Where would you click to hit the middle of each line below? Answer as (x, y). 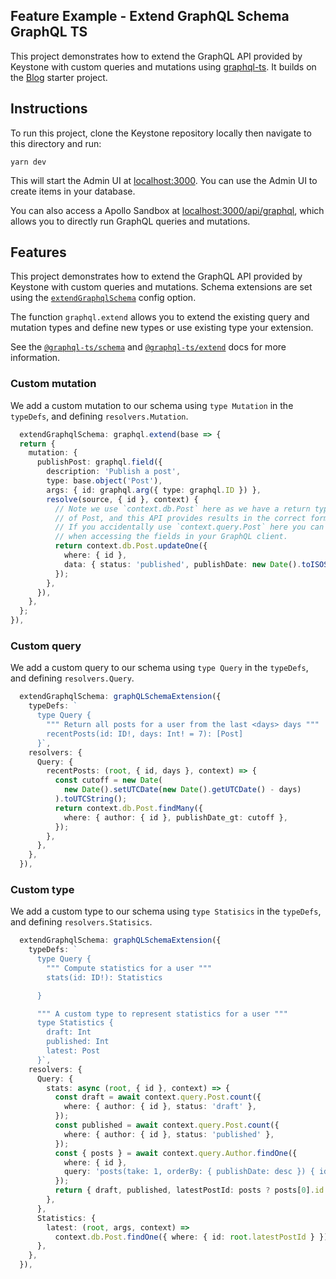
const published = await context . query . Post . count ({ (167, 1125)
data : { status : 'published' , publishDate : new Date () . (182, 564)
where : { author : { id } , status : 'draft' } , (160, 1107)
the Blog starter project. (59, 77)
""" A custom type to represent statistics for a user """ (162, 1014)
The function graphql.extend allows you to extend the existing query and (160, 317)
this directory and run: (56, 143)
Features (38, 252)
